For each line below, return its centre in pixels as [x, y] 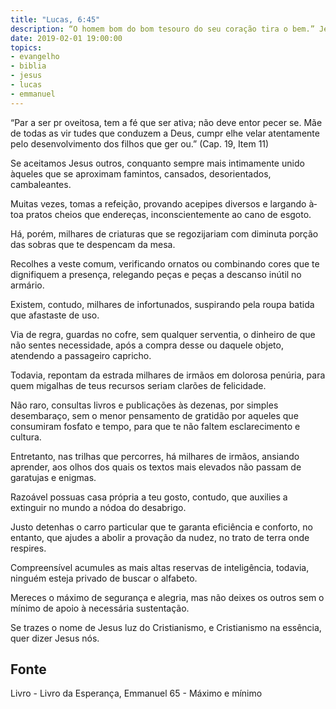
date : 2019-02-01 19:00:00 [66, 38]
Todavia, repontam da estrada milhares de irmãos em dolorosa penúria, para [168, 375]
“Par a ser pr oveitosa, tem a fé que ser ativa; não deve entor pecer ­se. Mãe [166, 122]
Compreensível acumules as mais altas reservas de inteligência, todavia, [160, 567]
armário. [27, 285]
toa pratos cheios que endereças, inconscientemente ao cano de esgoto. [161, 214]
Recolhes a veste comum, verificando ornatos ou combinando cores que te [165, 263]
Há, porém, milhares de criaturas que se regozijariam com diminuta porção [164, 233]
